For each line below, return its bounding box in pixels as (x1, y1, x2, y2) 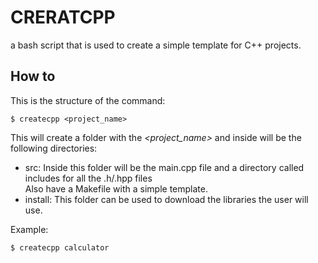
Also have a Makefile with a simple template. (24, 182, 208, 195)
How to (10, 68, 56, 85)
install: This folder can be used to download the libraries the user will (24, 193, 309, 205)
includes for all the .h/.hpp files (24, 172, 153, 184)
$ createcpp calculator (10, 242, 110, 253)
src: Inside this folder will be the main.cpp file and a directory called (24, 161, 305, 173)
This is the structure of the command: (10, 94, 166, 106)
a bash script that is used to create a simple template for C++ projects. (10, 39, 302, 51)
